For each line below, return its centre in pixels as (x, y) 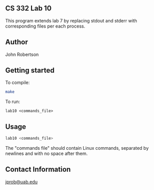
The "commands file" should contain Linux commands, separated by (77, 148)
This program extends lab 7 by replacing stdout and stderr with (71, 20)
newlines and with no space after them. (47, 153)
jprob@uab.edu (22, 182)
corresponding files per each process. (45, 26)
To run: (13, 102)
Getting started (30, 71)
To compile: (18, 83)
